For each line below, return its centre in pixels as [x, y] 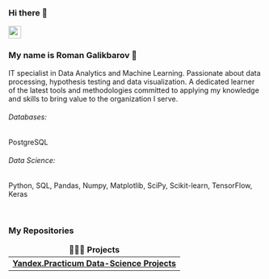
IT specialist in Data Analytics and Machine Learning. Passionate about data [134, 73]
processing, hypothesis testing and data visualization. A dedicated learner [132, 81]
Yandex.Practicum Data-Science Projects [94, 264]
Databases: [27, 117]
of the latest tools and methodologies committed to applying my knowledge [134, 90]
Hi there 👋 [28, 13]
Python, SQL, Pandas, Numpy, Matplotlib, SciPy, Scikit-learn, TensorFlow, [130, 185]
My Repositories [41, 231]
